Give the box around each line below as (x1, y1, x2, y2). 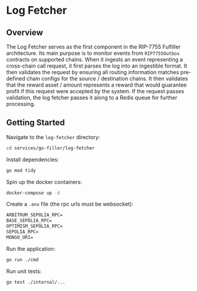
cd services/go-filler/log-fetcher (6, 145, 95, 151)
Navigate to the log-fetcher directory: (6, 133, 101, 140)
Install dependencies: (6, 156, 59, 163)
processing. (6, 100, 36, 108)
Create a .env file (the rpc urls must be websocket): (6, 201, 134, 208)
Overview (6, 27, 44, 38)
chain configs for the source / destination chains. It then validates (26, 75, 189, 82)
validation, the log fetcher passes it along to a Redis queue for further (6, 94, 178, 101)
